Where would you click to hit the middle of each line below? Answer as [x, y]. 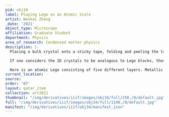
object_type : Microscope [31, 28]
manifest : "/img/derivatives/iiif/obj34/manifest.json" [65, 107]
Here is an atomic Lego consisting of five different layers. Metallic [87, 70]
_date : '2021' [20, 24]
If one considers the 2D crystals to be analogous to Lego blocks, [82, 60]
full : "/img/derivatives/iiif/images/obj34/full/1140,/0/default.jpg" [81, 102]
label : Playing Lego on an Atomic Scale [48, 14]
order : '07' [18, 84]
